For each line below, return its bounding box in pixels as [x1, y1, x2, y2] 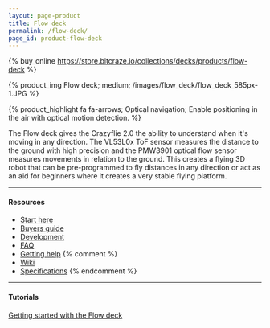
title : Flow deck [8, 19, 67, 27]
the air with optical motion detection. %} [8, 113, 142, 123]
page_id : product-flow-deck [8, 34, 103, 43]
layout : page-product [8, 11, 81, 20]
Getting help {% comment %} [19, 249, 118, 259]
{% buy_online [8, 56, 56, 66]
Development [19, 232, 65, 242]
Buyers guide [19, 223, 64, 233]
